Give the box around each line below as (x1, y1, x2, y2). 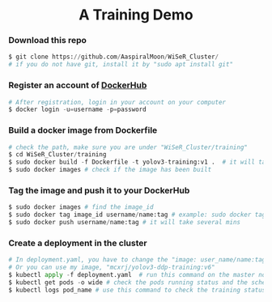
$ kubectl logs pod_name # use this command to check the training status (8, 286, 266, 294)
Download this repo (8, 35, 87, 46)
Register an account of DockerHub (8, 79, 147, 91)
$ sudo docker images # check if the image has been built (8, 166, 212, 174)
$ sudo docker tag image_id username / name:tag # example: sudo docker (8, 211, 252, 219)
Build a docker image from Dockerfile (8, 125, 158, 136)
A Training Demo (79, 6, 193, 24)
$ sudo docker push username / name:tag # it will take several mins (8, 219, 241, 227)
